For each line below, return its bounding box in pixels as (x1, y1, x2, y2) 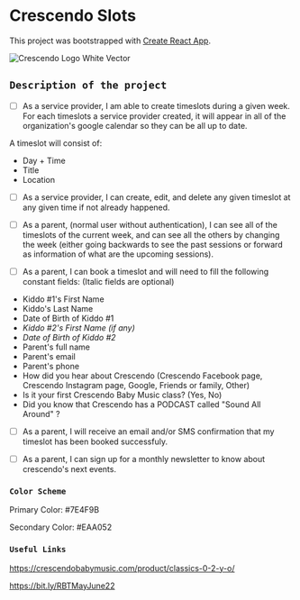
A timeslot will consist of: (9, 137, 103, 149)
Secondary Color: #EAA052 (9, 522, 113, 532)
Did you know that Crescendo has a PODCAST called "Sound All (22, 399, 261, 410)
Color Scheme (9, 486, 67, 496)
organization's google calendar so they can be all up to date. (22, 120, 248, 131)
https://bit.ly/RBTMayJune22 (9, 580, 115, 591)
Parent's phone (22, 361, 79, 371)
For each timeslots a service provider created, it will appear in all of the (22, 110, 286, 122)
